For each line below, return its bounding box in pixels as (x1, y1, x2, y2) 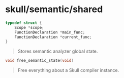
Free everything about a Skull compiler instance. (17, 67, 119, 73)
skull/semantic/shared (5, 4, 103, 15)
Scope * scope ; (14, 25, 44, 30)
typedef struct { (5, 20, 42, 25)
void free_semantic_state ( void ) (5, 58, 74, 63)
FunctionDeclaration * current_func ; (14, 34, 92, 40)
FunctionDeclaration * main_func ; (14, 29, 85, 35)
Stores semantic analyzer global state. (17, 48, 98, 54)
